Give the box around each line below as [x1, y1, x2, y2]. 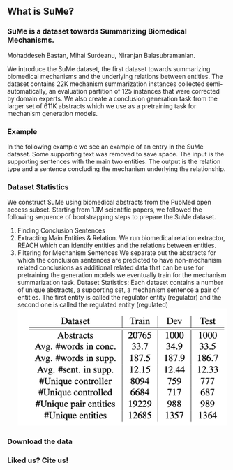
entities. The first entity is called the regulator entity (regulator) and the [17, 293, 222, 302]
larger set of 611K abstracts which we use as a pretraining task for [7, 101, 197, 110]
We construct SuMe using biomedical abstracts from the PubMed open [7, 198, 211, 207]
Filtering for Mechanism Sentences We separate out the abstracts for [17, 249, 216, 257]
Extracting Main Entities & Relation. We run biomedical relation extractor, [17, 234, 225, 242]
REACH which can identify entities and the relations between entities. [17, 241, 216, 250]
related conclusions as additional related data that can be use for [17, 263, 204, 272]
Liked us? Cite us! [7, 455, 68, 465]
